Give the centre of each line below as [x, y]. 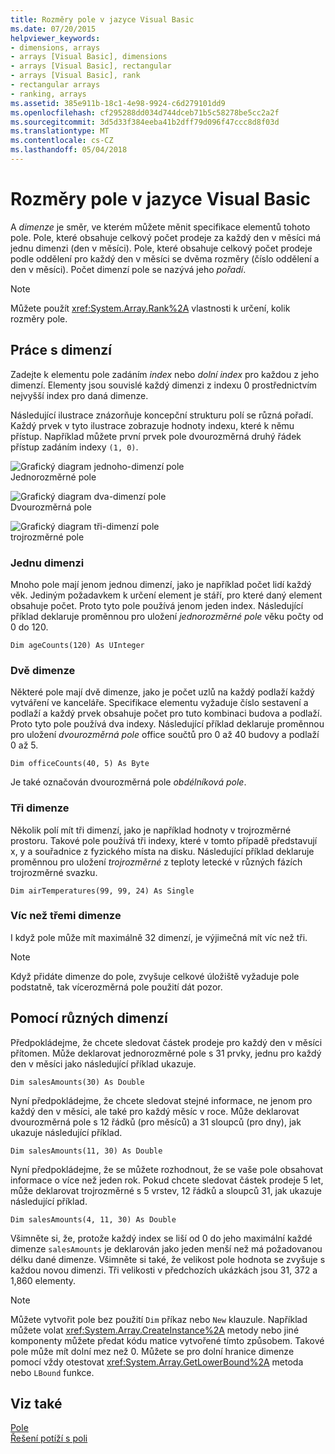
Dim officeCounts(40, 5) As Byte [80, 764]
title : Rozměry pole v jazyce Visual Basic [102, 19]
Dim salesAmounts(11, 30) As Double [86, 1151]
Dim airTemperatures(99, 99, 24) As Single [102, 891]
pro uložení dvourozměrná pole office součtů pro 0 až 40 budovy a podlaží [165, 735]
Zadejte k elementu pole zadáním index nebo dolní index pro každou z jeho [165, 374]
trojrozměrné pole [47, 537]
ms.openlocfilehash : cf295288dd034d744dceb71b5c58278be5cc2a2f [145, 112]
